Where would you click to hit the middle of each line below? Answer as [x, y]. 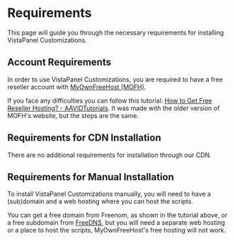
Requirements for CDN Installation [84, 138]
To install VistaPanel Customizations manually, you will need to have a [109, 194]
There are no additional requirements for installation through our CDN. [109, 155]
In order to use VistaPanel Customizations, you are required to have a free [115, 79]
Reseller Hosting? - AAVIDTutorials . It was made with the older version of [114, 108]
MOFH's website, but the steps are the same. [73, 115]
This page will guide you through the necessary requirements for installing [116, 33]
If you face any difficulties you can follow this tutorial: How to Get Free [110, 100]
